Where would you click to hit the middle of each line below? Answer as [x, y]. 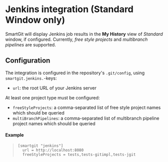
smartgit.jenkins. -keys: [31, 78]
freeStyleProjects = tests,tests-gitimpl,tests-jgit [79, 154]
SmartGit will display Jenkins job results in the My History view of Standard [84, 34]
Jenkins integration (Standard [70, 9]
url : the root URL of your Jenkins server [54, 88]
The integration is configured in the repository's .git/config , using [75, 73]
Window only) [35, 20]
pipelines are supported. [31, 44]
